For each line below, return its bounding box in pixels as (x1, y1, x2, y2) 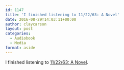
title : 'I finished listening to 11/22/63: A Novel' (5, 12, 120, 17)
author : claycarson (5, 21, 47, 27)
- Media (10, 41, 27, 46)
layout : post (5, 26, 33, 31)
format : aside (5, 45, 36, 50)
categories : (5, 31, 31, 36)
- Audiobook (10, 36, 36, 41)
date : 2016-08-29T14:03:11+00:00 (5, 17, 77, 22)
